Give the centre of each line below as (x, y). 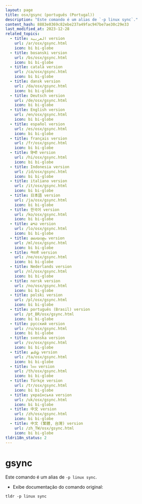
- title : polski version (36, 295)
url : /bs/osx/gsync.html (41, 58)
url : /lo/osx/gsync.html (41, 229)
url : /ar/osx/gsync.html (41, 43)
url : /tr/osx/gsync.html (41, 385)
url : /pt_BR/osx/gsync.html (44, 314)
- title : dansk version (35, 81)
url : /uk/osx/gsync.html (41, 400)
